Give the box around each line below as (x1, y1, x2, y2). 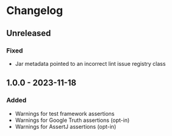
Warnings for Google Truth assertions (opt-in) (15, 116, 130, 124)
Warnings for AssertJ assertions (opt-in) (15, 123, 117, 130)
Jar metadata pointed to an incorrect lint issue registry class (15, 60, 166, 67)
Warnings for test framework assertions (15, 110, 115, 117)
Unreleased (6, 28, 52, 38)
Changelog (6, 4, 63, 18)
